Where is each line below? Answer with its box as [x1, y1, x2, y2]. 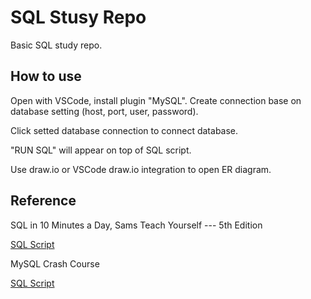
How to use [10, 68, 82, 85]
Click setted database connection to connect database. [10, 124, 239, 136]
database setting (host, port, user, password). [10, 105, 199, 117]
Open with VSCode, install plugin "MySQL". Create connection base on [10, 94, 302, 106]
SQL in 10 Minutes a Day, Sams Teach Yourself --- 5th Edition [10, 219, 263, 231]
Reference [10, 192, 77, 210]
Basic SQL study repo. [10, 39, 103, 51]
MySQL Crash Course [10, 257, 100, 270]
